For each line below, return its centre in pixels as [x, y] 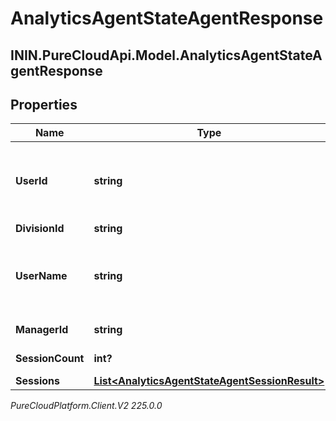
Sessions [37, 381]
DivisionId [40, 229]
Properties [44, 104]
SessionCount [50, 359]
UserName [41, 276]
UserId [31, 181]
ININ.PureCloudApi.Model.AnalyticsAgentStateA [166, 55]
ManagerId [42, 330]
